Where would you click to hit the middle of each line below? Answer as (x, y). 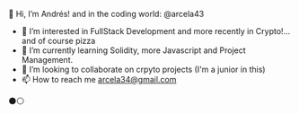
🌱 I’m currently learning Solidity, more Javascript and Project (133, 50)
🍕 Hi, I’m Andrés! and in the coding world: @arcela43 (106, 14)
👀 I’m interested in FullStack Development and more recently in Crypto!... (156, 31)
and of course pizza (58, 41)
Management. (47, 60)
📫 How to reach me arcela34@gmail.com (99, 79)
